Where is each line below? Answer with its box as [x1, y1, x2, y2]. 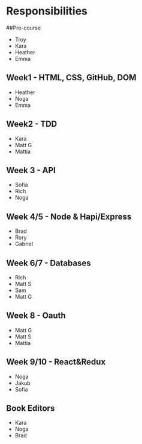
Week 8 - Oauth [6, 311, 66, 321]
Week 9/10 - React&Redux [6, 357, 106, 367]
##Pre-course [6, 24, 41, 31]
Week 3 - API [6, 165, 56, 176]
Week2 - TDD [6, 119, 58, 129]
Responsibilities [6, 4, 88, 18]
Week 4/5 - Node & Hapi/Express [6, 211, 132, 221]
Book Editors [6, 403, 55, 414]
